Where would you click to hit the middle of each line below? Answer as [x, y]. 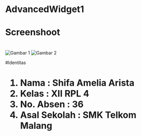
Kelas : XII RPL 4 [55, 93]
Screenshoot [33, 32]
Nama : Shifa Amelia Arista [77, 83]
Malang [36, 126]
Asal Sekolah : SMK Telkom [78, 115]
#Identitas [16, 62]
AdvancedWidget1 [45, 9]
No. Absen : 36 [52, 104]
